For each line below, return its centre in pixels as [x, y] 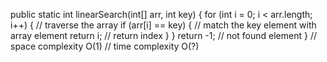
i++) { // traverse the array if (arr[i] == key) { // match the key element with [163, 25]
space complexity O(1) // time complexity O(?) [105, 46]
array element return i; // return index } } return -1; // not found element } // [163, 35]
